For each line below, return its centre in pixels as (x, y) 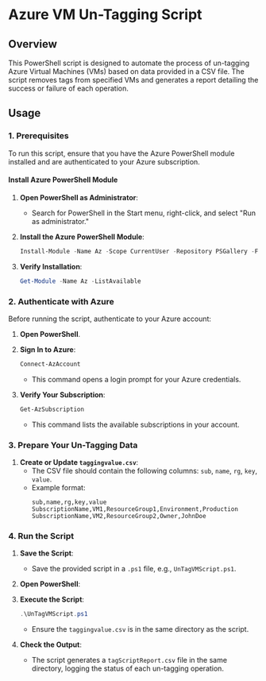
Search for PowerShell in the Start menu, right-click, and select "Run (144, 213)
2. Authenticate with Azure (62, 301)
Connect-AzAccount (50, 364)
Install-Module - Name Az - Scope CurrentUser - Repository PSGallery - (137, 251)
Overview (33, 44)
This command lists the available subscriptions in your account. (135, 424)
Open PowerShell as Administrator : (79, 197)
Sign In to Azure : (48, 349)
